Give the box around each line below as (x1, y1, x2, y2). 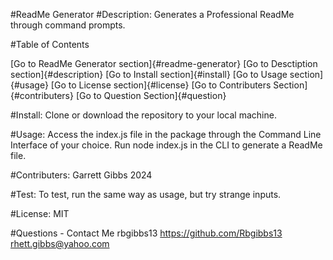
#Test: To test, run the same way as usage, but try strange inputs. (10, 189, 282, 200)
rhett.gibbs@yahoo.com (10, 238, 110, 249)
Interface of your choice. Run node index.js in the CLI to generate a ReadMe (10, 139, 323, 151)
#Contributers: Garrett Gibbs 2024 (10, 169, 153, 181)
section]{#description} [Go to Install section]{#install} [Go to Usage (10, 69, 288, 80)
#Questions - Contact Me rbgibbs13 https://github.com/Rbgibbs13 (10, 227, 283, 239)
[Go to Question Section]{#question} (75, 90, 227, 101)
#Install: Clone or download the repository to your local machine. (10, 109, 277, 121)
